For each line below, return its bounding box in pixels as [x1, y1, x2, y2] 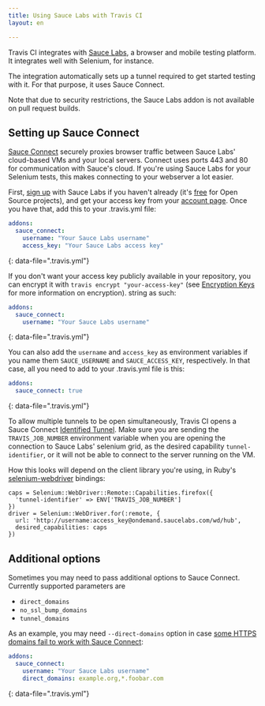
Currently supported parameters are [8, 581, 126, 591]
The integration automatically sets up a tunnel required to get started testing [8, 71, 256, 81]
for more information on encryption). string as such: [8, 287, 177, 297]
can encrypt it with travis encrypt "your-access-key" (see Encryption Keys [8, 280, 255, 289]
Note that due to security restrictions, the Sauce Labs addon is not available [8, 95, 255, 104]
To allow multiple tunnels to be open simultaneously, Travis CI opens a [8, 416, 237, 426]
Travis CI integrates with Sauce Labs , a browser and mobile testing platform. [8, 47, 256, 57]
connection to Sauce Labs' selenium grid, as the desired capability [8, 441, 225, 451]
